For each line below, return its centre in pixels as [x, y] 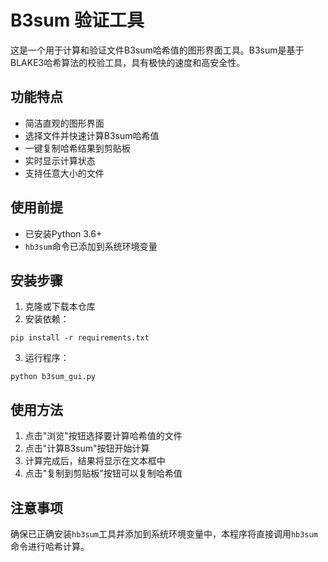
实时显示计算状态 [60, 160]
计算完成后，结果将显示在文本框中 [95, 461]
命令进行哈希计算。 [50, 546]
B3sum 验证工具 [77, 20]
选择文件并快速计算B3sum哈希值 [92, 135]
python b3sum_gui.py [53, 377]
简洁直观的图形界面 [64, 123]
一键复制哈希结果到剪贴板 [77, 148]
